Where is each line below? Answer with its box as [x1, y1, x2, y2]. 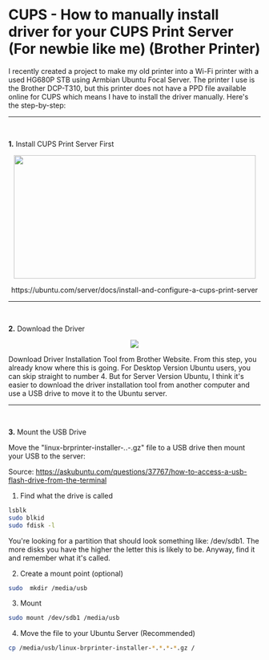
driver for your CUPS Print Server [8, 22, 234, 41]
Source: [8, 466, 34, 476]
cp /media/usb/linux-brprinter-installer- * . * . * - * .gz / [8, 644, 195, 652]
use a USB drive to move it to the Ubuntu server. [8, 388, 168, 398]
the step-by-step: [8, 100, 66, 110]
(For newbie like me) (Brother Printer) [8, 40, 261, 58]
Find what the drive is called [19, 491, 114, 500]
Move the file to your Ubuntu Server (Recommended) [19, 629, 196, 638]
